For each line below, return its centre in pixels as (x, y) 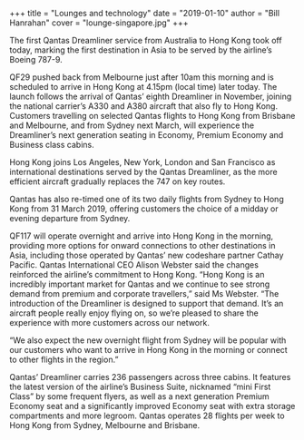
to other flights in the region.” (64, 359)
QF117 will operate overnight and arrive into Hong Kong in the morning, (142, 236)
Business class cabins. (52, 145)
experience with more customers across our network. (110, 323)
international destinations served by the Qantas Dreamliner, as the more (144, 172)
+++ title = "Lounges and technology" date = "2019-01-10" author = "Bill (144, 13)
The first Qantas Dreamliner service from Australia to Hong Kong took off (146, 40)
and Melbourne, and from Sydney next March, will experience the (132, 125)
